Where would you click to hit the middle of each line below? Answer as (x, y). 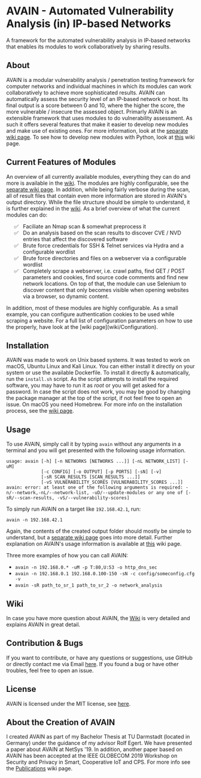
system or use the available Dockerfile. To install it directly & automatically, (98, 373)
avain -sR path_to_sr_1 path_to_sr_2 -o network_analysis (89, 585)
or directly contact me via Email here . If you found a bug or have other (92, 664)
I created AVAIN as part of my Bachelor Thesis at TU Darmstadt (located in (98, 737)
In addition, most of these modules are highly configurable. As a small (92, 308)
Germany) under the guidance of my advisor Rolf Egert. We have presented (99, 743)
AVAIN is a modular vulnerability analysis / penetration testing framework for (100, 80)
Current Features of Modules (61, 162)
